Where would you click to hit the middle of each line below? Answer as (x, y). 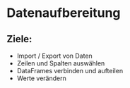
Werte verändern (41, 78)
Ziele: (19, 39)
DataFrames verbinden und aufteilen (70, 71)
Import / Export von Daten (54, 56)
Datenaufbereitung (64, 13)
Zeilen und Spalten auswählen (61, 63)
